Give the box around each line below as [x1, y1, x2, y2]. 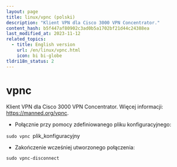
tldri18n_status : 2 [6, 58, 54, 64]
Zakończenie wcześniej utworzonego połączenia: [14, 144, 135, 151]
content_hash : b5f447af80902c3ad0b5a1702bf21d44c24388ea [6, 25, 150, 31]
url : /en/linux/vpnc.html [17, 47, 81, 53]
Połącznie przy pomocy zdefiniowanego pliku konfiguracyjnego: [14, 121, 172, 128]
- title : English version [11, 42, 76, 48]
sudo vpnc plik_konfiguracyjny [6, 133, 81, 140]
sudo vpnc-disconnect [6, 155, 60, 162]
